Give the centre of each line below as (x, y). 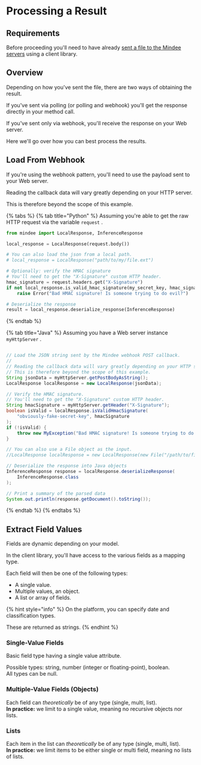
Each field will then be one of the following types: (67, 573)
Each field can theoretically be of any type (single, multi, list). (82, 702)
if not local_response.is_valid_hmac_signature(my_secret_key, (87, 288)
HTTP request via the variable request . (54, 222)
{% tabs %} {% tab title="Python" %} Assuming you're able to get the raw (98, 216)
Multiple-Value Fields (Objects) (52, 689)
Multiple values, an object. (47, 591)
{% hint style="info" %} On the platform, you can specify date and (88, 609)
